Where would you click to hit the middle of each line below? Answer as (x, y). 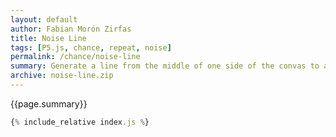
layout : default (44, 19)
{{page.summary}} (49, 103)
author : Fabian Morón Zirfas (71, 29)
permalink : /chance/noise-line (75, 57)
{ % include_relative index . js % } (80, 122)
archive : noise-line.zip (62, 76)
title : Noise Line (48, 38)
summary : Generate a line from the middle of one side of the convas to (165, 66)
